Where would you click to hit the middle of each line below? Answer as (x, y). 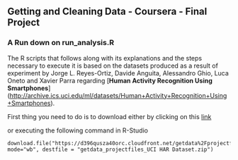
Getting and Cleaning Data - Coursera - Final (107, 12)
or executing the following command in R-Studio (78, 130)
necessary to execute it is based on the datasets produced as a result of (113, 66)
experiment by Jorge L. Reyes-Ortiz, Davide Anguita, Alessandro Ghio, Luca (118, 73)
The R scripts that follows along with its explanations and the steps (105, 58)
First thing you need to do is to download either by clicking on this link (109, 116)
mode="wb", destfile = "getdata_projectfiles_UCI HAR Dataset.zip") (110, 149)
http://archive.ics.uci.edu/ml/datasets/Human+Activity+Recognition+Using (118, 95)
